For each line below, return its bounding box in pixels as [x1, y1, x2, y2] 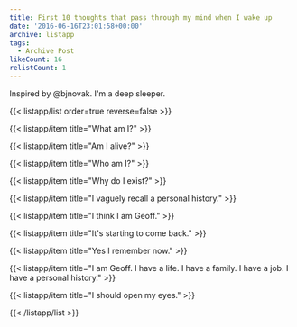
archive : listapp [9, 30, 75, 39]
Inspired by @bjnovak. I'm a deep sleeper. [9, 87, 166, 99]
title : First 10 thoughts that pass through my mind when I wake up [9, 13, 273, 23]
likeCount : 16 [9, 55, 63, 64]
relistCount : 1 [9, 64, 67, 73]
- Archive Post [17, 47, 75, 56]
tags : [9, 38, 30, 48]
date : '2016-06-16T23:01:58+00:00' [9, 22, 144, 31]
